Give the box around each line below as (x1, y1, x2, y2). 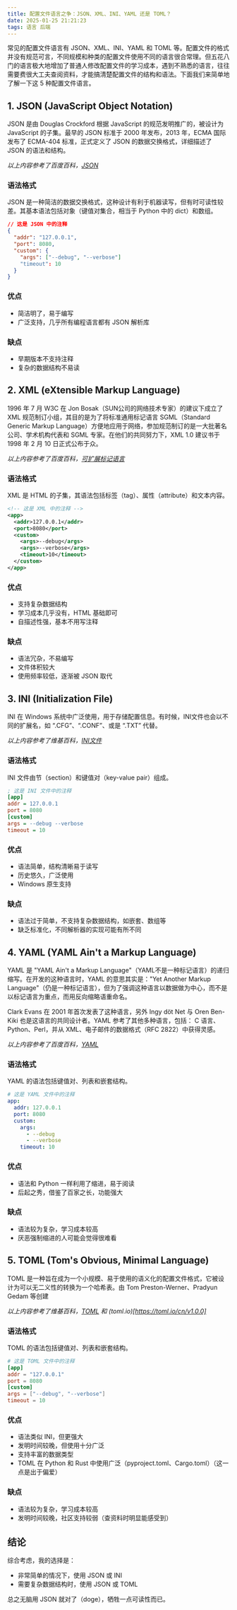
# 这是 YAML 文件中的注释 (7, 1091, 75, 1098)
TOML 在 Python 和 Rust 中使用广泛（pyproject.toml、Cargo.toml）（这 (17, 1459, 223, 1467)
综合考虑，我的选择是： (7, 1556, 75, 1565)
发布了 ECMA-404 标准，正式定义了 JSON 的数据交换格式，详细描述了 (7, 137, 212, 146)
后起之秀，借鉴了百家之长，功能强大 (17, 1188, 123, 1197)
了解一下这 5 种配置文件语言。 (7, 79, 95, 88)
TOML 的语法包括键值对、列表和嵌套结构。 (7, 1344, 132, 1352)
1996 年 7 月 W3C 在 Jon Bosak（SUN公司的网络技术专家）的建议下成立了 (7, 404, 224, 412)
